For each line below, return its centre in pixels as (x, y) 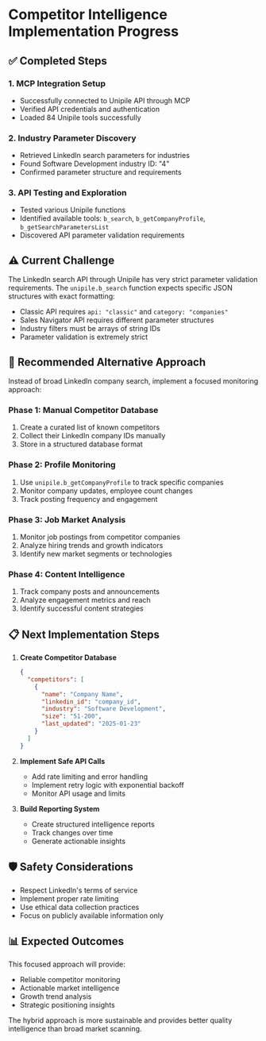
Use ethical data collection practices (79, 907)
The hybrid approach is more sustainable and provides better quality (120, 1020)
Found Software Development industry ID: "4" (94, 164)
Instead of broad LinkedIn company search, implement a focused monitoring (133, 381)
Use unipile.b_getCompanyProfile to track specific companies (121, 482)
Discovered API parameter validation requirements (102, 235)
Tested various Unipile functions (73, 210)
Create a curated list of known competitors (90, 427)
